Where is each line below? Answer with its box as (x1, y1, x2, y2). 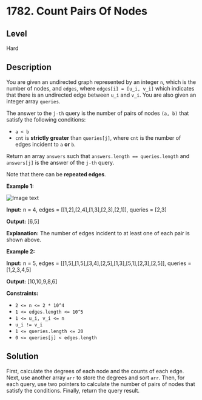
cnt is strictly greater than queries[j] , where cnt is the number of (15, 134, 181, 141)
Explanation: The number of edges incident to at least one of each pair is (6, 229, 190, 236)
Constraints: (6, 289, 39, 297)
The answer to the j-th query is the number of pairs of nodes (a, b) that (6, 109, 189, 117)
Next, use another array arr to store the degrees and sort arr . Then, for (6, 374, 185, 381)
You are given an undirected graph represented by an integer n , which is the (6, 78, 196, 86)
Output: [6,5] (6, 218, 39, 225)
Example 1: (6, 182, 35, 190)
